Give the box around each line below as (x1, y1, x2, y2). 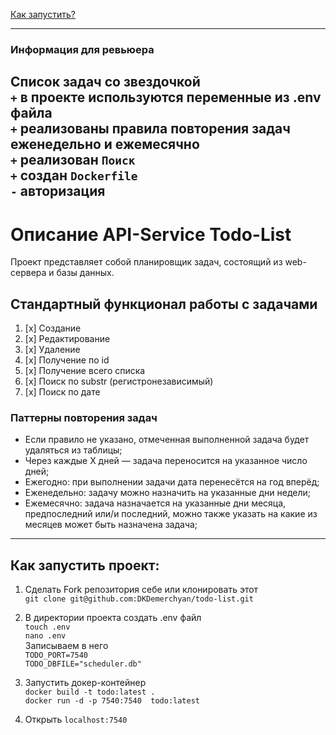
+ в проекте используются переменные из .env (10, 89, 322, 106)
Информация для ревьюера (10, 42, 155, 56)
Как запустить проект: (10, 557, 160, 574)
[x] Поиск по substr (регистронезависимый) (24, 375, 214, 388)
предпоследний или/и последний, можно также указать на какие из (24, 508, 318, 520)
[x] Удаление (24, 344, 81, 356)
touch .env (24, 622, 71, 633)
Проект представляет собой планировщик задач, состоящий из (10, 256, 283, 268)
